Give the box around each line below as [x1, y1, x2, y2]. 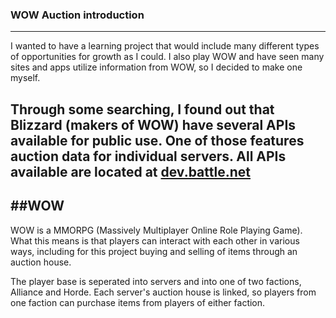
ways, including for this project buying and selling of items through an [10, 245, 298, 257]
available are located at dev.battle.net [10, 163, 251, 180]
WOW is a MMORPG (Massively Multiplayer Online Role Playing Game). [10, 224, 303, 236]
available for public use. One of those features [10, 132, 305, 149]
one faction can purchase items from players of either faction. [10, 296, 266, 308]
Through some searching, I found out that [10, 101, 275, 118]
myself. [10, 72, 41, 84]
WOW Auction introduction [10, 8, 145, 22]
